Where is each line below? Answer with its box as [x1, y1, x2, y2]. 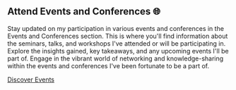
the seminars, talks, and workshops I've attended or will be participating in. [7, 39, 226, 48]
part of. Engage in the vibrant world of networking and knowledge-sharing [7, 54, 224, 63]
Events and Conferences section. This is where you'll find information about [7, 32, 228, 40]
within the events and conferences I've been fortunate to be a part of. [7, 61, 210, 70]
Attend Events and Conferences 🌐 [7, 6, 161, 18]
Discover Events [7, 75, 55, 84]
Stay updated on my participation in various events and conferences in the [7, 24, 225, 32]
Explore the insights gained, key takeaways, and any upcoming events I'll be [7, 46, 230, 55]
